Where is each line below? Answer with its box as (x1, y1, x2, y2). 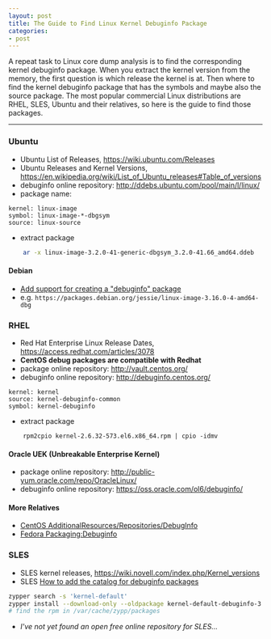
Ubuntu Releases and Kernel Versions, (19, 163, 148, 172)
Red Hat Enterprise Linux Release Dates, (19, 337, 155, 348)
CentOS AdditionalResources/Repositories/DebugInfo (19, 521, 198, 531)
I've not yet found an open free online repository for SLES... (19, 622, 218, 632)
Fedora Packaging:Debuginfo (19, 529, 118, 539)
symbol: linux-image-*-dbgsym (8, 211, 110, 219)
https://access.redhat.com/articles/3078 (19, 346, 155, 356)
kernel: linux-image (8, 204, 78, 213)
